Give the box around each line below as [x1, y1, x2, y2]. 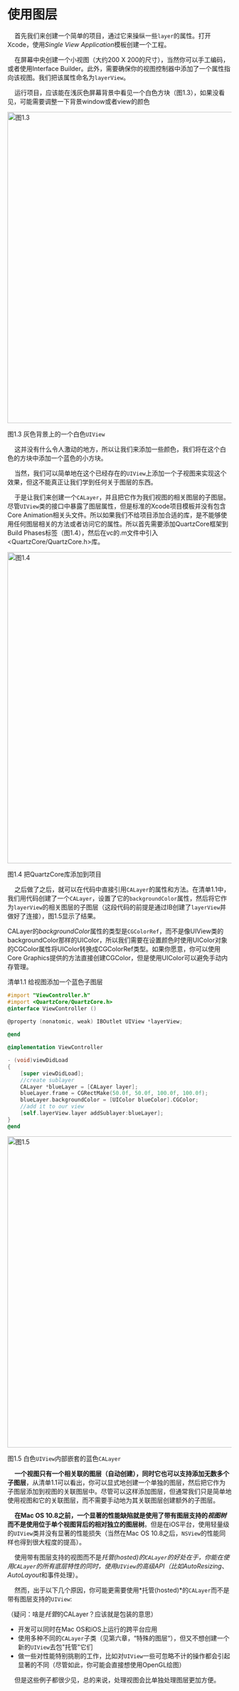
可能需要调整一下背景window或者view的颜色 [19, 97, 150, 105]
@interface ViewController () [7, 1004, 97, 1012]
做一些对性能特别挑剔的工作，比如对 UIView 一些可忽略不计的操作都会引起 [17, 1651, 230, 1660]
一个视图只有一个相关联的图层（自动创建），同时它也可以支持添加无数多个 [14, 1469, 230, 1478]
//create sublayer [20, 1076, 75, 1083]
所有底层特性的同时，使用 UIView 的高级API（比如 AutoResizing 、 [42, 1562, 228, 1570]
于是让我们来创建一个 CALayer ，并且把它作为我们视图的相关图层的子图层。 [14, 492, 230, 502]
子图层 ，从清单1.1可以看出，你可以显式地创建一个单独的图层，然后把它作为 [7, 1478, 226, 1487]
